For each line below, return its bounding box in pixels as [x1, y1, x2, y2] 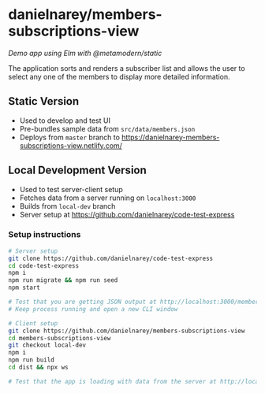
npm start [8, 284, 41, 292]
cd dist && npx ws [8, 364, 69, 372]
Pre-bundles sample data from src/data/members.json [19, 124, 196, 133]
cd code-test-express [8, 261, 80, 269]
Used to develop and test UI [19, 116, 110, 125]
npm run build [8, 356, 55, 364]
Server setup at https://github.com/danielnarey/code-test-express [19, 209, 235, 219]
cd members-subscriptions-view [8, 334, 111, 342]
